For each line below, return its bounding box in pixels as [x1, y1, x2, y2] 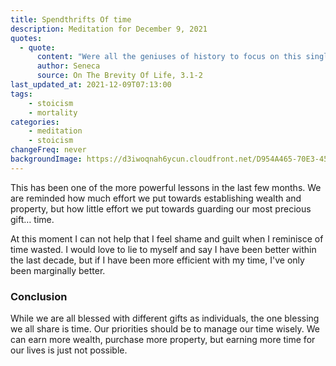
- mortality [28, 107, 78, 118]
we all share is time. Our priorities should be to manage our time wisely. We [10, 323, 321, 335]
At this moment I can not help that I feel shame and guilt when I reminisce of [10, 232, 324, 245]
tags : [10, 89, 33, 99]
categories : [10, 117, 60, 127]
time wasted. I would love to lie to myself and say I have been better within [10, 243, 317, 255]
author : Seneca [36, 61, 101, 71]
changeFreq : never [10, 145, 87, 155]
